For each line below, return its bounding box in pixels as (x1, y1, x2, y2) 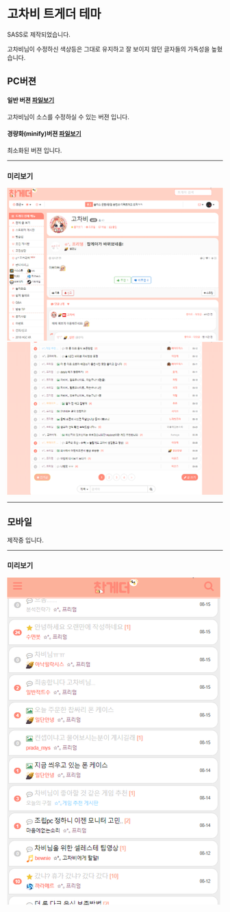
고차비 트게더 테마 (7, 6, 101, 22)
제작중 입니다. (7, 536, 44, 544)
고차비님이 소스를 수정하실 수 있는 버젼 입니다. (7, 113, 130, 121)
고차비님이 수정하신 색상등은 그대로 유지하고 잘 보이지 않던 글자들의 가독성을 (7, 45, 210, 53)
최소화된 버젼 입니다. (7, 146, 62, 155)
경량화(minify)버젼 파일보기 (7, 130, 81, 138)
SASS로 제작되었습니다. (7, 30, 71, 38)
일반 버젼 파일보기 (7, 95, 55, 104)
